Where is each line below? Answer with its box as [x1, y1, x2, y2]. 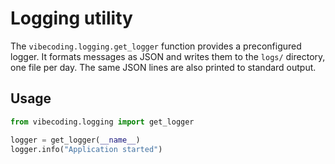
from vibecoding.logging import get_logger [10, 117, 195, 127]
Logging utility [10, 7, 133, 30]
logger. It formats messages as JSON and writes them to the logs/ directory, [10, 50, 326, 62]
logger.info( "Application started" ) [10, 144, 163, 154]
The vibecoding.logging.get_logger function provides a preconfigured [10, 40, 302, 52]
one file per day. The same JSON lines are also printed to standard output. [10, 61, 317, 73]
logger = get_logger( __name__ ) [10, 135, 141, 145]
